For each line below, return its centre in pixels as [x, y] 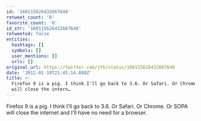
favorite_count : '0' [32, 23]
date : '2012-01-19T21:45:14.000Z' [49, 73]
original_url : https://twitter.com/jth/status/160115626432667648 [91, 67]
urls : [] [22, 61]
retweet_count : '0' [31, 17]
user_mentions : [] [35, 56]
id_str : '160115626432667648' [44, 28]
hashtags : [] [28, 45]
